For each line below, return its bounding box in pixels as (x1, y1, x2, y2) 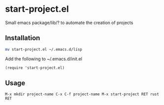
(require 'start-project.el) (5, 65, 65, 70)
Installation (5, 34, 40, 42)
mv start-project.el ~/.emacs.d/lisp (5, 47, 82, 52)
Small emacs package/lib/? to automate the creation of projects (5, 20, 134, 26)
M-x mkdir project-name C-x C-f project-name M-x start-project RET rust (5, 92, 160, 97)
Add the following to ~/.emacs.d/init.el (5, 55, 82, 62)
